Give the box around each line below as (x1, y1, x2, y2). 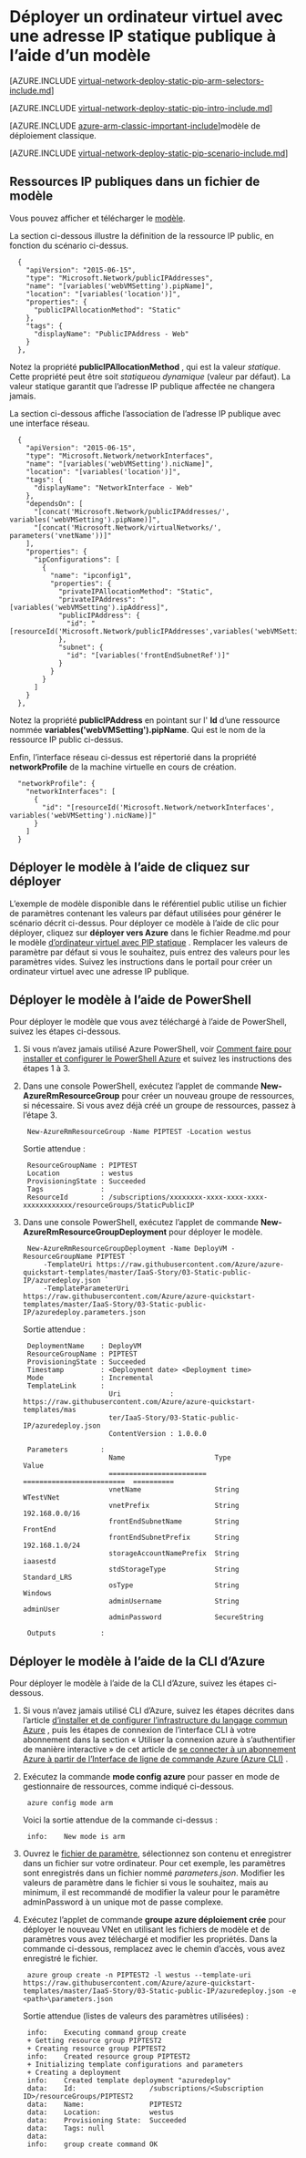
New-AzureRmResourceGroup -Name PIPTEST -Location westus (26, 1128, 252, 1137)
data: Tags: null (26, 2124, 105, 2133)
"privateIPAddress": (57, 594, 137, 604)
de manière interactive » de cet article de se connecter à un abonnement (22, 1744, 297, 1755)
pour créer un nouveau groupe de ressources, (121, 1090, 295, 1101)
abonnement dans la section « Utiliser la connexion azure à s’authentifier (22, 1734, 296, 1745)
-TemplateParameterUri (43, 1284, 129, 1294)
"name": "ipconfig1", (49, 571, 132, 580)
